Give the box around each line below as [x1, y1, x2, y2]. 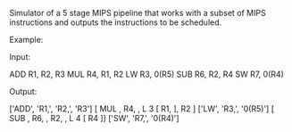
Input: [9, 52, 31, 62]
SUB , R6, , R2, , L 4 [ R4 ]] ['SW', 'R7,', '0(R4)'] [9, 113, 180, 123]
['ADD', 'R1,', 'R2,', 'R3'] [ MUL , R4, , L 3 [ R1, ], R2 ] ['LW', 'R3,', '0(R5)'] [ [9, 103, 275, 114]
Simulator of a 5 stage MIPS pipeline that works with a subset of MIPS [9, 8, 266, 18]
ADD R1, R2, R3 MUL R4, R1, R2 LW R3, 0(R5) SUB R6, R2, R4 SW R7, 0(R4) [9, 69, 284, 79]
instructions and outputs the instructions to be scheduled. [9, 17, 222, 28]
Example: [9, 35, 44, 45]
